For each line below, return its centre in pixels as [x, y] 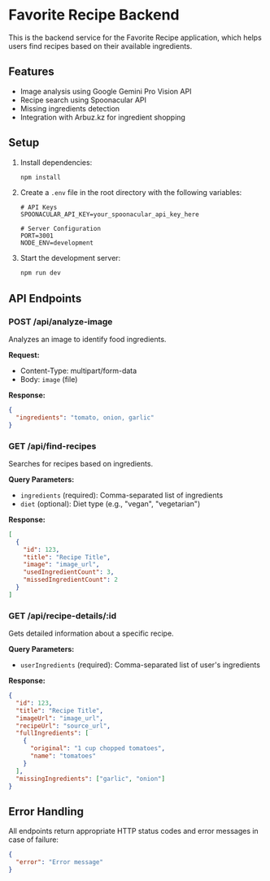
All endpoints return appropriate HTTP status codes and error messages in [133, 831]
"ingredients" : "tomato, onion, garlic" [85, 417]
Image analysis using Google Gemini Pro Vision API [106, 91]
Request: [24, 355]
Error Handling [46, 812]
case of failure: [34, 840]
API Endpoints [45, 298]
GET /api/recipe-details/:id [62, 615]
